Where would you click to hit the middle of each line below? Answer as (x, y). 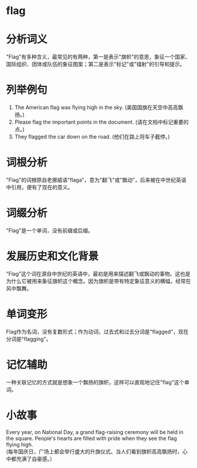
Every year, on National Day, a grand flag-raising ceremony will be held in (95, 432)
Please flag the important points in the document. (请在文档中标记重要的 (101, 122)
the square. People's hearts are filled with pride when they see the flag (91, 438)
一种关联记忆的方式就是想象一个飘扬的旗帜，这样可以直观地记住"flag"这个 (95, 382)
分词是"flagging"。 (29, 339)
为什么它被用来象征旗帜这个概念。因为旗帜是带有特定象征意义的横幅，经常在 (98, 281)
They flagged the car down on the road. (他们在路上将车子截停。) (92, 137)
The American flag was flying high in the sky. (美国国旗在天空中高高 (96, 107)
